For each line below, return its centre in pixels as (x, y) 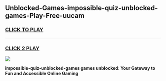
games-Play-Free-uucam (45, 16)
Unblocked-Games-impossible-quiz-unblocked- (82, 8)
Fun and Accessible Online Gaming (42, 73)
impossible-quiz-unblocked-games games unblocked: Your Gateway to (80, 68)
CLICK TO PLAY (24, 30)
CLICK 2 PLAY (22, 48)
